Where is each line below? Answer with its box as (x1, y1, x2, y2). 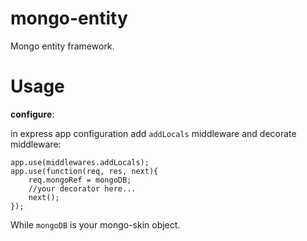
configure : (10, 108, 55, 120)
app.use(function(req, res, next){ (10, 166, 159, 176)
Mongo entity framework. (10, 40, 115, 52)
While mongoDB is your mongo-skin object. (10, 218, 181, 231)
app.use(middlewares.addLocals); (10, 157, 150, 167)
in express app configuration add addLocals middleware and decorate (10, 127, 297, 139)
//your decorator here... (28, 183, 137, 194)
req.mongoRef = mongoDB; (28, 175, 132, 185)
